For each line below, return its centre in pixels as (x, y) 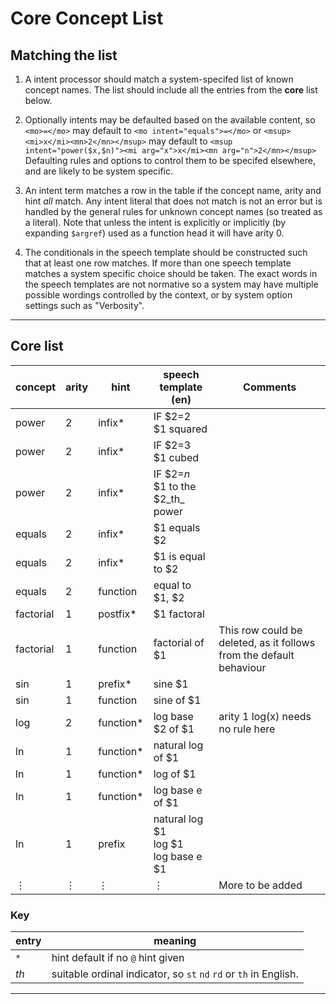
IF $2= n (172, 474)
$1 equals (177, 527)
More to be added (260, 885)
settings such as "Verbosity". (84, 305)
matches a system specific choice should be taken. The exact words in (171, 273)
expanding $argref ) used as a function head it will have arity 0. (154, 233)
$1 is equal (179, 556)
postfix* (117, 614)
